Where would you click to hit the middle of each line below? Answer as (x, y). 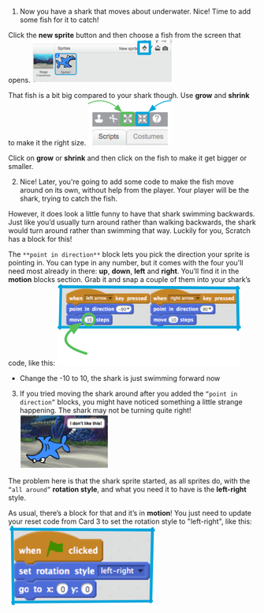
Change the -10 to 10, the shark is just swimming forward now (120, 378)
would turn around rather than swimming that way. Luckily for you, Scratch (129, 231)
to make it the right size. (47, 143)
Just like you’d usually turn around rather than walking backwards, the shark (132, 222)
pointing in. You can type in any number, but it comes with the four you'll (126, 263)
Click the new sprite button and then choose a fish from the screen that (125, 35)
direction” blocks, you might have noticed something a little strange (131, 402)
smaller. (21, 166)
